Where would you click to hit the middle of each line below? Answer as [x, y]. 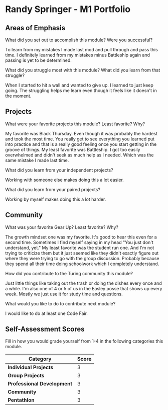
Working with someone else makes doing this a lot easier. [64, 180]
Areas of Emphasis [35, 28]
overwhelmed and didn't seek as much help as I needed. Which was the [79, 155]
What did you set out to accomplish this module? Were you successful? [79, 40]
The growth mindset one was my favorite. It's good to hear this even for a [81, 237]
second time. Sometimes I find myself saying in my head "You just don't [79, 242]
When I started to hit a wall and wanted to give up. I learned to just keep [79, 85]
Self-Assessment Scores [45, 329]
